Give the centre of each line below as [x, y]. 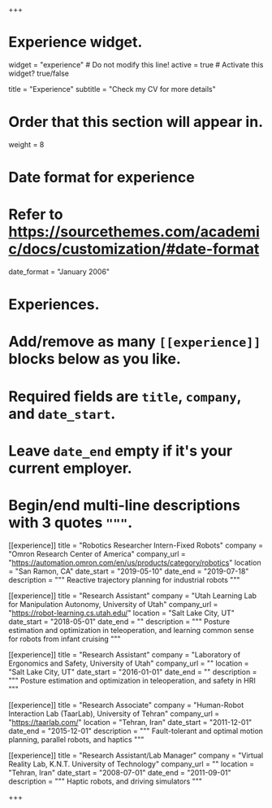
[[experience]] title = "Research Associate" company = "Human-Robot [126, 705]
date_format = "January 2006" [59, 272]
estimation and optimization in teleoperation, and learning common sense [131, 630]
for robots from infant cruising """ [65, 639]
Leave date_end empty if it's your [121, 450]
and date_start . [62, 414]
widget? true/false [39, 73]
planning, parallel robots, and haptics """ [76, 739]
